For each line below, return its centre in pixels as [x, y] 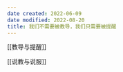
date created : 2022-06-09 [44, 13]
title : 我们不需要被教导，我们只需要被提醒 [62, 26]
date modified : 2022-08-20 [46, 20]
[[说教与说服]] [27, 62]
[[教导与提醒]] [27, 47]
